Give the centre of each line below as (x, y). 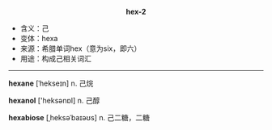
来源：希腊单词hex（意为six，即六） (81, 48)
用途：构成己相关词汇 (55, 59)
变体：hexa (39, 38)
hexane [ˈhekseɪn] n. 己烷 (51, 83)
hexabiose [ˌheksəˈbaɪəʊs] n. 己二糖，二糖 (79, 117)
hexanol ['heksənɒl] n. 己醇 (54, 101)
